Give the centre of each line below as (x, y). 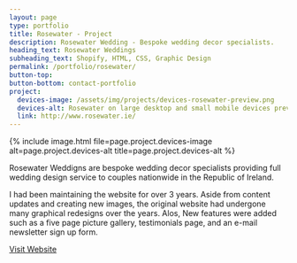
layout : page (33, 17)
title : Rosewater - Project (61, 34)
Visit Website (33, 250)
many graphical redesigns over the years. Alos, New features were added (143, 213)
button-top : (31, 75)
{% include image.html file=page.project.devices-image (111, 142)
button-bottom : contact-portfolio (73, 83)
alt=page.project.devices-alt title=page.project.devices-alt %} (122, 151)
